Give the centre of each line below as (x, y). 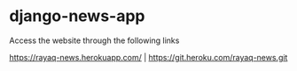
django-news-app (77, 16)
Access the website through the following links (94, 40)
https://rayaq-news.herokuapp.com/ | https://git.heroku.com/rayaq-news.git (148, 57)
